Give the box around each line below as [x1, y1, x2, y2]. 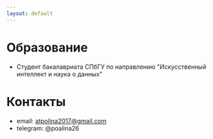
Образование [6, 39, 88, 55]
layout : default [6, 10, 53, 17]
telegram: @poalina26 [16, 124, 80, 132]
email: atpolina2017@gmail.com [16, 116, 107, 125]
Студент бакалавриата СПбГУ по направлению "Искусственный [16, 63, 207, 71]
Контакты [6, 94, 66, 109]
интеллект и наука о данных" [16, 69, 103, 78]
